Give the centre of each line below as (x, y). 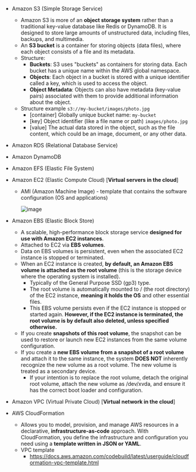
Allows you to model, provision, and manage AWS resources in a (99, 425)
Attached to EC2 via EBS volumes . (63, 245)
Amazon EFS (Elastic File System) (53, 168)
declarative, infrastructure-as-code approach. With (85, 431)
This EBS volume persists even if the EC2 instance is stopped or (108, 308)
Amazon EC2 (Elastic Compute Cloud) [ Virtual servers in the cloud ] (95, 180)
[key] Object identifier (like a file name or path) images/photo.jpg (109, 121)
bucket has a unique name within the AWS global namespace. (105, 70)
